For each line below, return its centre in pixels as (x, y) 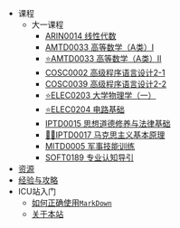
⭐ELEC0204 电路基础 (85, 109)
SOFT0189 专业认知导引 (89, 157)
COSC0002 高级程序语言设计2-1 (105, 72)
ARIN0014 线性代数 (81, 36)
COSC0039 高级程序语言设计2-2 (106, 84)
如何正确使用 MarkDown (71, 203)
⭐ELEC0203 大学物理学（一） (100, 95)
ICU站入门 (37, 191)
